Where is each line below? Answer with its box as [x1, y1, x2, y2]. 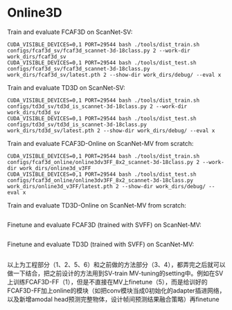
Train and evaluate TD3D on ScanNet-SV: [7, 83, 126, 91]
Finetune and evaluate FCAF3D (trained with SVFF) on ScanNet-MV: [7, 220, 202, 229]
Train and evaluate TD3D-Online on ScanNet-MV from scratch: [7, 201, 187, 209]
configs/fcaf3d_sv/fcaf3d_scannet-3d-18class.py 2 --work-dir [7, 47, 190, 54]
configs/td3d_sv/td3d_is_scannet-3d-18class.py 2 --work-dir [7, 102, 188, 110]
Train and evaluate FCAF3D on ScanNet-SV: [7, 28, 133, 36]
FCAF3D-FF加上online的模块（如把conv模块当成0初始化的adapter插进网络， [7, 286, 226, 295]
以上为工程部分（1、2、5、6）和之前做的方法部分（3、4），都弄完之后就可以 [7, 260, 226, 268]
